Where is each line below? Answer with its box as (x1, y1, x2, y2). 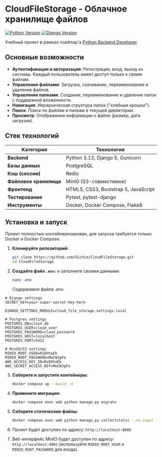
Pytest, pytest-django (65, 194, 116, 200)
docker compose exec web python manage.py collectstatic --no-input (12, 418, 154, 423)
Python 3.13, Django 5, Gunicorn (65, 154, 141, 161)
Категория (21, 146, 48, 153)
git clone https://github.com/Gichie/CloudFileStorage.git (12, 255, 134, 260)
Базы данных (7, 162, 40, 169)
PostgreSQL (65, 162, 94, 169)
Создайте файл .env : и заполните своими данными (12, 268, 119, 274)
